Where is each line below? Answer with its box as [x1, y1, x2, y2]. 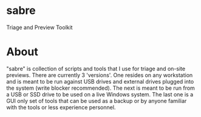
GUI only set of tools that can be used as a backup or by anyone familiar [6, 97, 187, 104]
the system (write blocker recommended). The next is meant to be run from [6, 84, 196, 92]
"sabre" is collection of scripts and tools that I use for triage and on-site [6, 65, 186, 72]
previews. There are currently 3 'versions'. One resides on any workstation [6, 71, 193, 79]
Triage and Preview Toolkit [6, 24, 73, 31]
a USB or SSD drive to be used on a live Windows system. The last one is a [6, 90, 193, 98]
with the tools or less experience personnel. [6, 104, 116, 111]
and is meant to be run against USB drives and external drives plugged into [6, 78, 194, 85]
